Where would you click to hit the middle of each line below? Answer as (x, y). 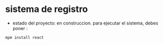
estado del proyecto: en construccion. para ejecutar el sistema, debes (85, 23)
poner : (20, 28)
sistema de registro (47, 9)
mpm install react (24, 37)
